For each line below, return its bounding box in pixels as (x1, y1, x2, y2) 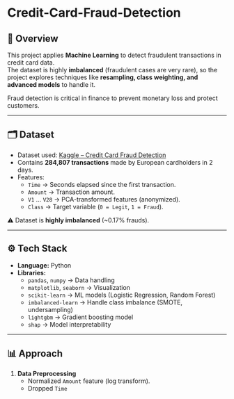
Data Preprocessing (17, 370, 77, 378)
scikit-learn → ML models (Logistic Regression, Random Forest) (27, 291, 216, 299)
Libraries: (17, 268, 47, 277)
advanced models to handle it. (7, 81, 96, 88)
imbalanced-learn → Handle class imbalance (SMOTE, (27, 298, 183, 307)
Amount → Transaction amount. (27, 188, 115, 196)
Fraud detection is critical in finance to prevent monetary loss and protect (7, 94, 218, 102)
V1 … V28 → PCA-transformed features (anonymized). (27, 195, 181, 203)
